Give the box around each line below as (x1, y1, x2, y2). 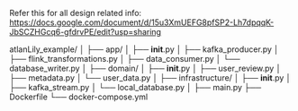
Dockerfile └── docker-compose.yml (9, 91, 149, 102)
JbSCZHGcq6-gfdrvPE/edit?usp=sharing (9, 27, 162, 37)
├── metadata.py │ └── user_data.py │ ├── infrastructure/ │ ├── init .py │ (9, 73, 292, 83)
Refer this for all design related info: (9, 8, 142, 18)
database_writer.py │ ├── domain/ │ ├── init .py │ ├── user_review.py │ (9, 63, 282, 73)
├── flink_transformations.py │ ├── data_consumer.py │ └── (9, 54, 240, 64)
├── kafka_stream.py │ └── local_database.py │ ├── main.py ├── (9, 82, 262, 92)
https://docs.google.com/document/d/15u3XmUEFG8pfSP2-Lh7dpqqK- (9, 17, 275, 28)
